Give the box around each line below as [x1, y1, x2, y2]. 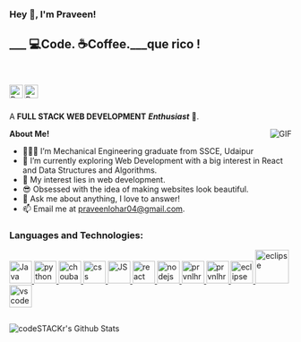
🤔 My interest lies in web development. [21, 174, 166, 184]
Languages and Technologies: [9, 228, 143, 241]
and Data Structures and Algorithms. [21, 165, 158, 175]
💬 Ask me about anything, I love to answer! [21, 192, 181, 204]
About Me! [9, 128, 50, 139]
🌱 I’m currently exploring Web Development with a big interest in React [21, 155, 284, 166]
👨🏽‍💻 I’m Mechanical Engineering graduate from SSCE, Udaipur [21, 145, 254, 156]
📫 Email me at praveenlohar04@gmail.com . [21, 203, 185, 214]
